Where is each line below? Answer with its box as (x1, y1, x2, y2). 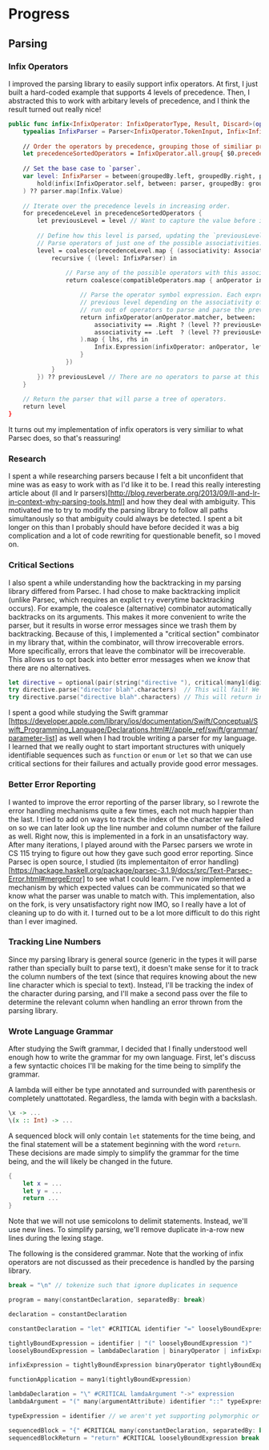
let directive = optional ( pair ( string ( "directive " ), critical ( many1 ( (8, 678, 249, 686)
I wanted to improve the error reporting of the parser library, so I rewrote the (8, 797, 260, 806)
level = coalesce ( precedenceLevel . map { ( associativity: (37, 246, 231, 255)
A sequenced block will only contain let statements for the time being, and (8, 1131, 256, 1141)
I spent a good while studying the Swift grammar (8, 708, 169, 717)
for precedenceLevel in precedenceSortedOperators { (22, 209, 203, 217)
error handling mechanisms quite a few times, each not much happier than (8, 806, 254, 815)
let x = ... (22, 1179, 62, 1187)
